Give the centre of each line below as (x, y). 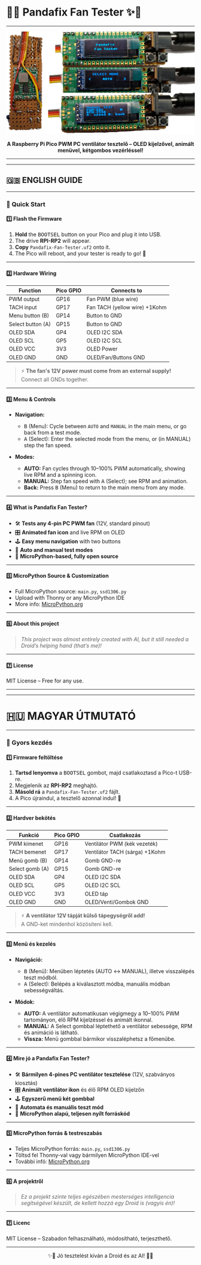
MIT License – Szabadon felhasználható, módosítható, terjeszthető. (89, 1238)
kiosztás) (26, 1083)
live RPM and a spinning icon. (60, 475)
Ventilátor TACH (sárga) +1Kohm (125, 852)
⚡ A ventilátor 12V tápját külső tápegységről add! (83, 916)
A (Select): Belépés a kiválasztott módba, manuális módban (97, 984)
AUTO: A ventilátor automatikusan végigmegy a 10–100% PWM (101, 1013)
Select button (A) (30, 324)
